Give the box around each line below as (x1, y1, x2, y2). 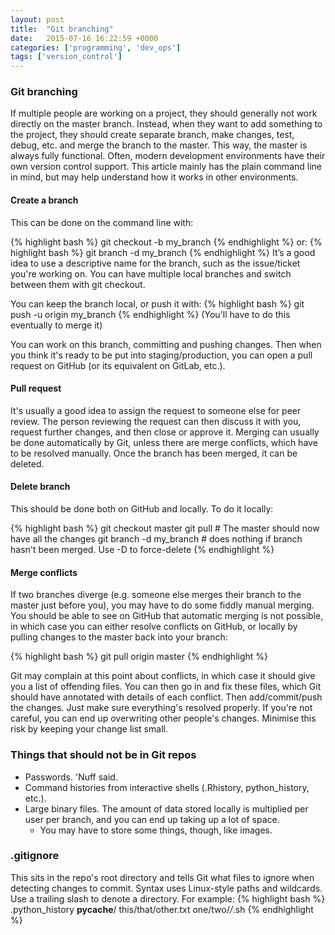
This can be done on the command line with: (10, 216, 194, 228)
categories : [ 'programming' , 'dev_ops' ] (10, 42, 182, 53)
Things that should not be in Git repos (10, 748, 197, 762)
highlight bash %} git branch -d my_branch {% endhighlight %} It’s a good (10, 246, 316, 258)
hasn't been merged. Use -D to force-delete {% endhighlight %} (10, 544, 275, 556)
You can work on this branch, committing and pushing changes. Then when (10, 338, 322, 350)
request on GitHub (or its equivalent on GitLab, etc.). (10, 359, 226, 371)
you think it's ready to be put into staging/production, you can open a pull (10, 349, 313, 361)
